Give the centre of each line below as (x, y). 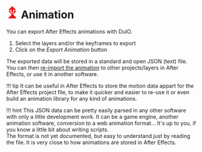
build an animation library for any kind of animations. (72, 98)
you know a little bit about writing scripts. (57, 129)
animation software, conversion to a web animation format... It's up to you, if (101, 123)
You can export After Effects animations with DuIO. (70, 31)
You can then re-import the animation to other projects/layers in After (93, 68)
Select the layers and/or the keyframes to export (75, 43)
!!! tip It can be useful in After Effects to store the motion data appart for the (100, 86)
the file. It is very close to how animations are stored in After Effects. (91, 142)
